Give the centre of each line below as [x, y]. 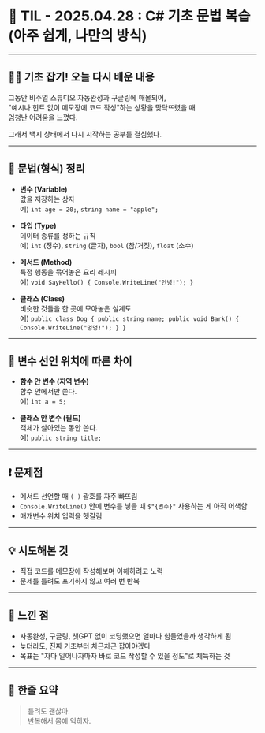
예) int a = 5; [43, 401]
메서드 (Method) [46, 262]
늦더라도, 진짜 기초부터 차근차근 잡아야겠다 [85, 646]
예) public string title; [60, 437]
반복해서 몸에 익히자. [59, 720]
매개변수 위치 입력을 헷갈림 [61, 516]
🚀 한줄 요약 [34, 690]
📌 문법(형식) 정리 [47, 169]
